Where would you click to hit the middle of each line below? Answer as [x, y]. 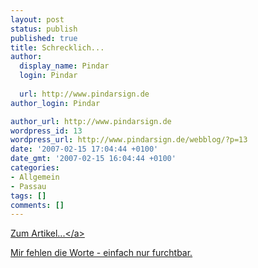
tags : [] [28, 196]
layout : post [37, 19]
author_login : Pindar [55, 103]
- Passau [28, 186]
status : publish [44, 29]
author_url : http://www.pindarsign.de [91, 121]
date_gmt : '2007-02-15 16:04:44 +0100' [93, 159]
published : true [44, 38]
